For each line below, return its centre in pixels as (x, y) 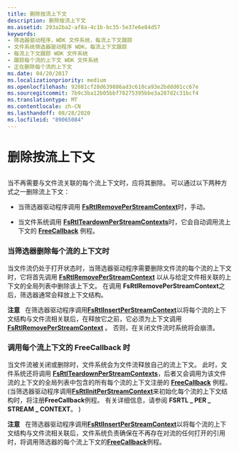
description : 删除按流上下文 (47, 21)
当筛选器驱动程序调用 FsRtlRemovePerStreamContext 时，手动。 (113, 207)
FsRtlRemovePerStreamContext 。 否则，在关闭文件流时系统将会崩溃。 (113, 327)
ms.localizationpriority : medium (57, 80)
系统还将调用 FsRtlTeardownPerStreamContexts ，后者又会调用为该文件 (120, 373)
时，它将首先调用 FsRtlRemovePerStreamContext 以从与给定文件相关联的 (116, 277)
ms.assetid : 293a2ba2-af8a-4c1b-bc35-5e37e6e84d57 (84, 27)
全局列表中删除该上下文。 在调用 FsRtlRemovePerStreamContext (122, 286)
